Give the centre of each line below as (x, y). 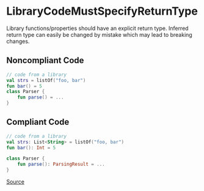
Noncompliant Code (45, 60)
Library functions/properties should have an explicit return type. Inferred (97, 28)
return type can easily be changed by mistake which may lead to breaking (99, 34)
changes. (18, 41)
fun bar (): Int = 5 (31, 148)
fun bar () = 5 (24, 86)
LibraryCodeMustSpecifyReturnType (102, 11)
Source (15, 182)
